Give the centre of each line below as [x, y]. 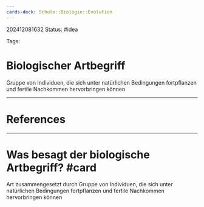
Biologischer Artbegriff [66, 65]
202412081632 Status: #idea [42, 29]
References [36, 119]
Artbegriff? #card [52, 167]
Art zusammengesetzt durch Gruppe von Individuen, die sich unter [90, 184]
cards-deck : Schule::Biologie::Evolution [59, 12]
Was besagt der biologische [78, 154]
